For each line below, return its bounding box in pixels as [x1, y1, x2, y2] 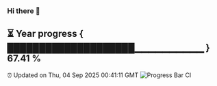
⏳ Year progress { [7, 28, 84, 40]
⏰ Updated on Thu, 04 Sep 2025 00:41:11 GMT [7, 71, 139, 79]
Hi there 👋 [7, 6, 41, 16]
